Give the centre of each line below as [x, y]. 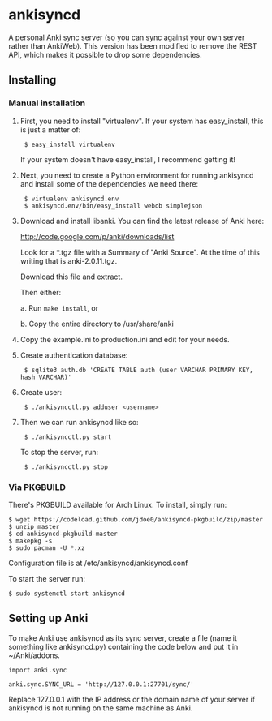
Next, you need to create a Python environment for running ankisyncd [137, 175]
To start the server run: [47, 578]
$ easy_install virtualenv [69, 144]
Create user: [41, 392]
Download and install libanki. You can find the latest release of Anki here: [142, 221]
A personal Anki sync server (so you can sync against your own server [127, 37]
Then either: [41, 292]
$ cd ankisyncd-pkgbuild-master [63, 534]
